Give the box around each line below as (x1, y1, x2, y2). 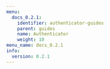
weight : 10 (17, 37, 45, 43)
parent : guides (17, 25, 56, 32)
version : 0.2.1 (11, 53, 50, 59)
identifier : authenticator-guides (17, 20, 104, 26)
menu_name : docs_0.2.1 (6, 43, 63, 49)
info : (6, 48, 20, 54)
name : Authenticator (17, 31, 69, 37)
